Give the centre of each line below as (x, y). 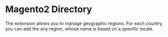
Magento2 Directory (49, 9)
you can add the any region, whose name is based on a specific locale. (79, 28)
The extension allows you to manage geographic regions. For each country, (84, 23)
